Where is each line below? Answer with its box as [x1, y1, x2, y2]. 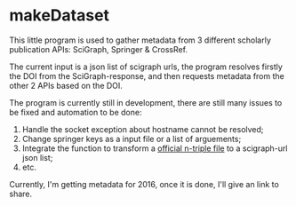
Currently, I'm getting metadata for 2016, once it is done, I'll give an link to [9, 178, 280, 189]
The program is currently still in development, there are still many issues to [9, 97, 283, 107]
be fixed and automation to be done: [9, 107, 142, 117]
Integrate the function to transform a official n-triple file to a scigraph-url [21, 143, 288, 154]
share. [9, 188, 33, 199]
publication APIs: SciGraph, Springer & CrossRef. [9, 44, 188, 54]
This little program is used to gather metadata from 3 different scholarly [9, 35, 271, 45]
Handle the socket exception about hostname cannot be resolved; [21, 123, 264, 134]
